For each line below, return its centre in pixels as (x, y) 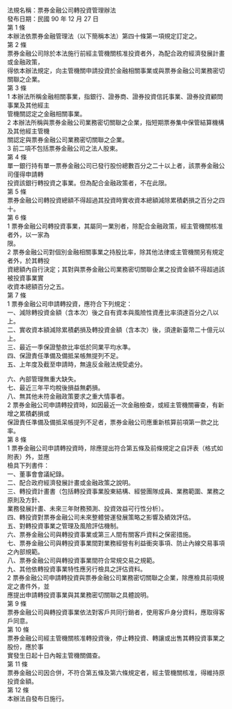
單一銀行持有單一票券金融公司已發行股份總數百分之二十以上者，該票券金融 (113, 166)
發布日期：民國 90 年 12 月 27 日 (53, 19)
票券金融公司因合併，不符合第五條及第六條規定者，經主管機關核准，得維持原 (116, 673)
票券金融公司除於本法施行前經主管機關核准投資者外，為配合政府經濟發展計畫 (116, 53)
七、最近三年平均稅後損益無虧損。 (56, 388)
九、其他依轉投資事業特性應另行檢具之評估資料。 (77, 569)
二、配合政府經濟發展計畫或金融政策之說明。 (71, 483)
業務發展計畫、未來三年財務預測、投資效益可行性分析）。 (87, 509)
